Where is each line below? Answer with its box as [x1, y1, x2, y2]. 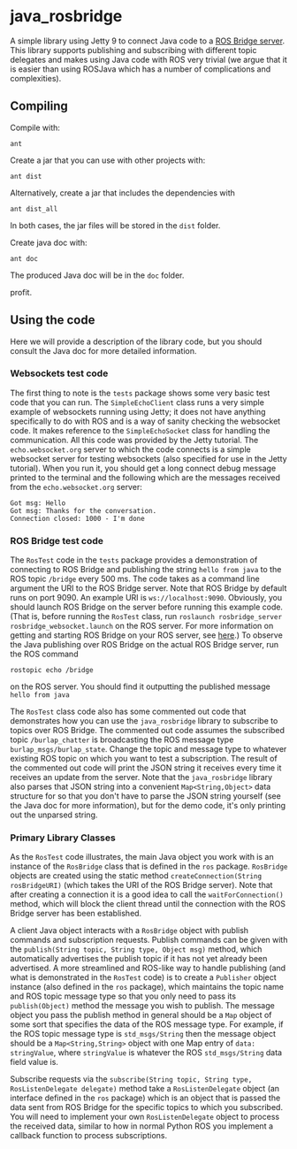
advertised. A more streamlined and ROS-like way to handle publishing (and [10, 962, 286, 974]
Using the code [10, 312, 95, 328]
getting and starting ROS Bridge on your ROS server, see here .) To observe [10, 630, 284, 640]
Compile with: [10, 122, 61, 133]
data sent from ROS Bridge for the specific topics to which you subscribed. [10, 1102, 284, 1113]
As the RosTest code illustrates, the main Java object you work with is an [10, 852, 274, 862]
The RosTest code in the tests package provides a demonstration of [10, 555, 258, 565]
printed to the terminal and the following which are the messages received [10, 471, 281, 483]
